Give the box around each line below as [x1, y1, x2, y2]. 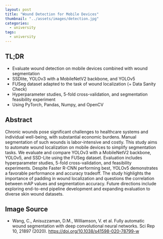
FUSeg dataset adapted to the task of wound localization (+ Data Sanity [12, 81, 156, 87]
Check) [12, 86, 27, 92]
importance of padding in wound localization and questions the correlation [5, 175, 155, 181]
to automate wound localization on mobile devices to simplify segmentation [5, 144, 156, 150]
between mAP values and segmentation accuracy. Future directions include [5, 180, 157, 186]
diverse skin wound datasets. [5, 191, 64, 197]
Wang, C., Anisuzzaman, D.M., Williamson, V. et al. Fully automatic [12, 218, 145, 224]
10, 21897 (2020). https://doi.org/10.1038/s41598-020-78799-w [12, 228, 140, 234]
